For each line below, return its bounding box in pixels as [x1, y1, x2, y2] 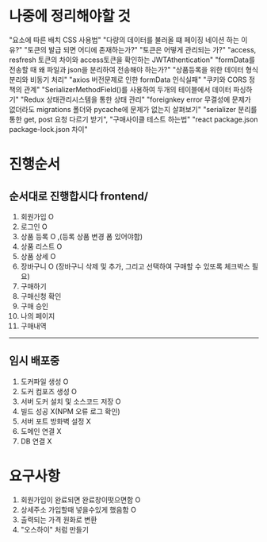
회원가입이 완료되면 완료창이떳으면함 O [20, 494, 141, 505]
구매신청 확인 [20, 291, 62, 300]
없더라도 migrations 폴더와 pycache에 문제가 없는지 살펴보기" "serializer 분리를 [9, 104, 257, 114]
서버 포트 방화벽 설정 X [20, 416, 92, 426]
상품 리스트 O [20, 242, 63, 251]
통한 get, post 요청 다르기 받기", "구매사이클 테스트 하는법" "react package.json [9, 114, 258, 124]
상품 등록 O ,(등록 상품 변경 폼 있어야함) [20, 231, 143, 241]
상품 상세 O [20, 251, 56, 261]
